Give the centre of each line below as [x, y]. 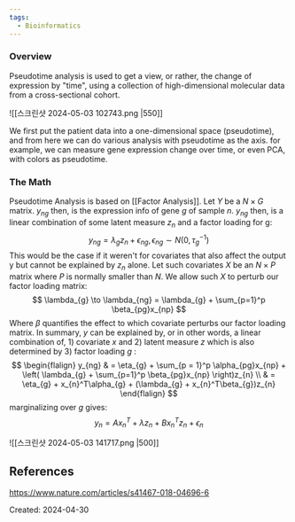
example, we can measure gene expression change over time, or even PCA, [147, 149]
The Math [30, 182]
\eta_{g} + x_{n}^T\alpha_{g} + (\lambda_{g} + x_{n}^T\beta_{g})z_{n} [149, 384]
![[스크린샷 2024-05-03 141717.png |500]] [84, 443]
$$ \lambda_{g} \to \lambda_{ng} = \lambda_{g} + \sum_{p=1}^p [149, 300]
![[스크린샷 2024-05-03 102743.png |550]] [86, 113]
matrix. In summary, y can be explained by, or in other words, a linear [135, 332]
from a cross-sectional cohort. [65, 95]
